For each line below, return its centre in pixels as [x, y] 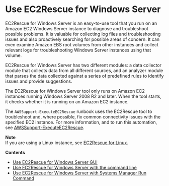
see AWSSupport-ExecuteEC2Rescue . [45, 128]
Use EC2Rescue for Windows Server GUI [55, 162]
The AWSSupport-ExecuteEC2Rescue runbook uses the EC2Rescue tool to [79, 111]
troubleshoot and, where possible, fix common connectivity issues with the [83, 116]
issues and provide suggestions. [39, 81]
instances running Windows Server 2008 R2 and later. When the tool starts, [83, 96]
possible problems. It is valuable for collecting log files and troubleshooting [83, 34]
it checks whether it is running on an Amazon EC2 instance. [67, 101]
